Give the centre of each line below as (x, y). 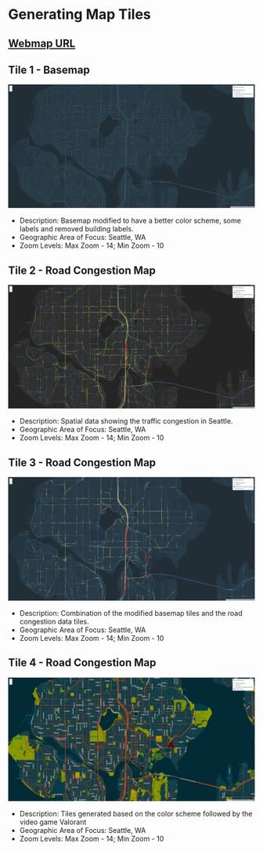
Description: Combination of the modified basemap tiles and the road (131, 613)
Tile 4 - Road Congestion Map (82, 663)
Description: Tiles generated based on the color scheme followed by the (136, 813)
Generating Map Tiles (79, 15)
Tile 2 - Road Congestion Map (82, 270)
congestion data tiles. (54, 622)
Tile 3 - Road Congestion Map (82, 462)
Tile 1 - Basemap (49, 69)
